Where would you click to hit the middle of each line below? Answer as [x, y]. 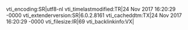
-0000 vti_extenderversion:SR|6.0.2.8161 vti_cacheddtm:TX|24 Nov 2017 [94, 15]
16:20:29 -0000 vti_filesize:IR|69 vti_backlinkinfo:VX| [70, 21]
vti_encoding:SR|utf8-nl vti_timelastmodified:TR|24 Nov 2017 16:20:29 [91, 9]
